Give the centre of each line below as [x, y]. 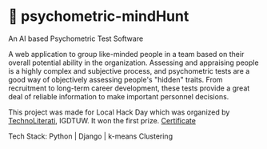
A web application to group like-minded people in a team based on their [126, 54]
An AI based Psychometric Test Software [76, 38]
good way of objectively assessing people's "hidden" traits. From [116, 79]
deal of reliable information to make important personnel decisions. [119, 96]
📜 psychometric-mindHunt [99, 16]
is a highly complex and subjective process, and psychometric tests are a [129, 70]
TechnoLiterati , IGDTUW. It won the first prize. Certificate [102, 120]
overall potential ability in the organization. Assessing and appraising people [133, 62]
